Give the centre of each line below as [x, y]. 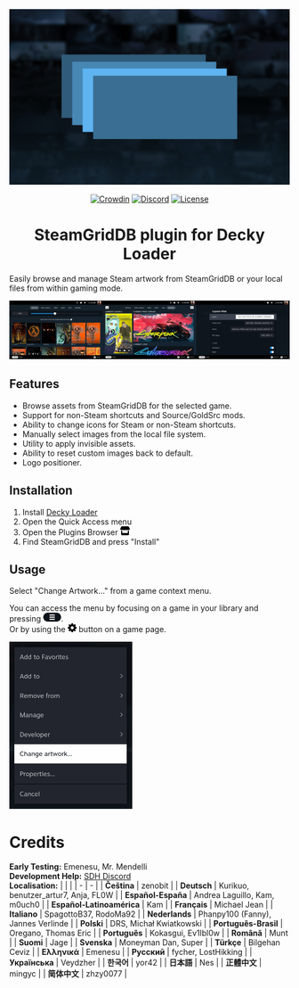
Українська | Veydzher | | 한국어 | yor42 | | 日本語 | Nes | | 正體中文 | [136, 963]
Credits [37, 842]
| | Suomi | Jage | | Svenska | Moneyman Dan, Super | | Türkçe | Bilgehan [145, 943]
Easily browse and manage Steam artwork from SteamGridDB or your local [146, 278]
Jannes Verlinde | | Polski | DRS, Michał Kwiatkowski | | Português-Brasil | [146, 924]
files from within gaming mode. [66, 288]
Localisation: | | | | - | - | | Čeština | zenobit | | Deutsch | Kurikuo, [129, 885]
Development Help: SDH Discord [70, 877]
